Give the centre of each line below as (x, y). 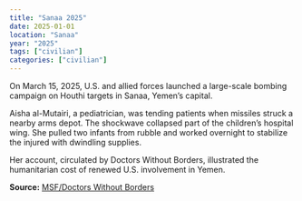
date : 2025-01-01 (42, 26)
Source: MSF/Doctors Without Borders (82, 187)
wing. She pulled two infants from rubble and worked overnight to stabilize (149, 132)
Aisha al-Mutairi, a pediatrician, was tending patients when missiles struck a (151, 113)
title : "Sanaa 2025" (49, 18)
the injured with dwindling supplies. (76, 142)
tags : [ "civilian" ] (46, 52)
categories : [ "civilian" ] (58, 60)
